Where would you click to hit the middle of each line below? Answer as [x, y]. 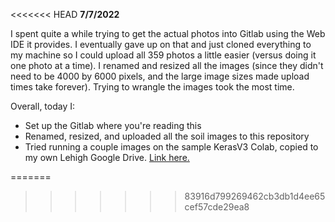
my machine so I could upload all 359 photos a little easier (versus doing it [163, 55]
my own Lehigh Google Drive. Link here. [107, 157]
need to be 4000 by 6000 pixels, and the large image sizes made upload [160, 76]
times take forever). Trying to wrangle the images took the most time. [152, 87]
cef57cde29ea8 [217, 207]
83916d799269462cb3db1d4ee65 [255, 196]
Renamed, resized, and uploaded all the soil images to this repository [167, 136]
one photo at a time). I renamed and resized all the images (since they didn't [167, 65]
